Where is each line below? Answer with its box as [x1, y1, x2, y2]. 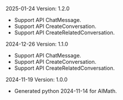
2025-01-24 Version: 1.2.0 [5, 5, 70, 12]
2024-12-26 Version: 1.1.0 [5, 41, 69, 47]
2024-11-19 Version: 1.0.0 [5, 76, 68, 83]
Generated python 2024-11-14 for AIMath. [14, 88, 117, 94]
